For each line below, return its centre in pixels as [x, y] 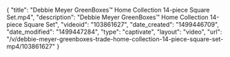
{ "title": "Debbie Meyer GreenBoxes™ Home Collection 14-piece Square [108, 10]
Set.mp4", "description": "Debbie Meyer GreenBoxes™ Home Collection [107, 17]
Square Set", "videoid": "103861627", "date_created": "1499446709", [122, 24]
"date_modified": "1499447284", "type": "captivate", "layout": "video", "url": [114, 32]
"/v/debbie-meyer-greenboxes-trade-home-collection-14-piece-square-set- [115, 39]
